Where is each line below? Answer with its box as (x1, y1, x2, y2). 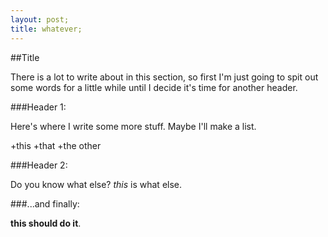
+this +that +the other (10, 139, 102, 151)
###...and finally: (10, 197, 80, 210)
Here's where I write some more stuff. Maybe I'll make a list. (10, 120, 257, 132)
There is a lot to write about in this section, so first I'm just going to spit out (10, 71, 319, 83)
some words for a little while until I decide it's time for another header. (10, 81, 298, 93)
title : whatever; (10, 24, 83, 34)
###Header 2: (10, 159, 68, 171)
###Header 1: (10, 101, 67, 113)
